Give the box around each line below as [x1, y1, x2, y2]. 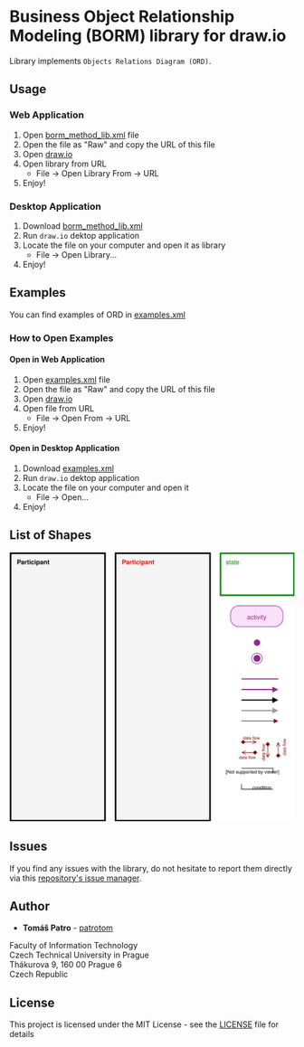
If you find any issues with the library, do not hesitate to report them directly [9, 863, 292, 873]
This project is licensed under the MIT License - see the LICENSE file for [9, 1019, 279, 1030]
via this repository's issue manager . [9, 872, 142, 883]
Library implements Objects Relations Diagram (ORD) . [9, 55, 212, 66]
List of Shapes [9, 527, 92, 543]
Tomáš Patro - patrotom [22, 922, 113, 933]
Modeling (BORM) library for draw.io [9, 25, 287, 46]
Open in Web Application [9, 354, 106, 365]
